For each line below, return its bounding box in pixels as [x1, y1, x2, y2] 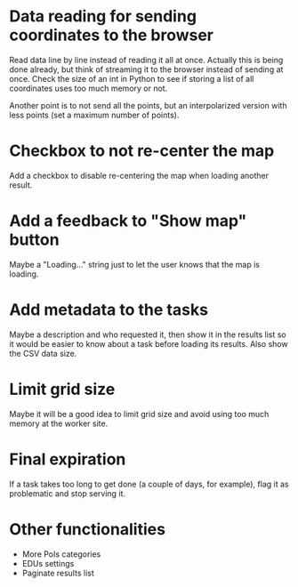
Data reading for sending [9, 6, 197, 27]
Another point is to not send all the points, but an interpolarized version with [9, 100, 287, 110]
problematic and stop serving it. [9, 487, 126, 499]
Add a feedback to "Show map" [9, 211, 247, 231]
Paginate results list [21, 567, 95, 578]
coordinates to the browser [9, 25, 214, 45]
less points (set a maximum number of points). [9, 109, 180, 120]
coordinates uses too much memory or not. [9, 83, 168, 93]
